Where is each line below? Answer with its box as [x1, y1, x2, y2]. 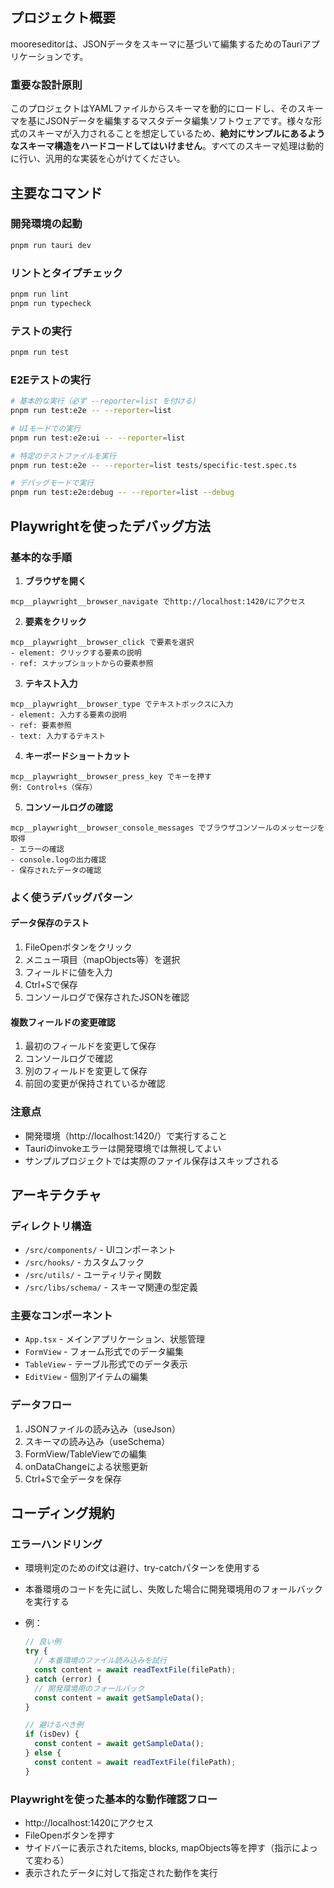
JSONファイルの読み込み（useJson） [24, 1423, 181, 1435]
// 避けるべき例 [24, 1720, 84, 1730]
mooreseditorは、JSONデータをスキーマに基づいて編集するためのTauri [10, 38, 303, 50]
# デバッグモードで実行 [10, 478, 95, 488]
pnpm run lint [10, 289, 70, 299]
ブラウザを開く [24, 574, 87, 587]
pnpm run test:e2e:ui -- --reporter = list [10, 433, 186, 443]
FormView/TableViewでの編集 [24, 1448, 148, 1460]
